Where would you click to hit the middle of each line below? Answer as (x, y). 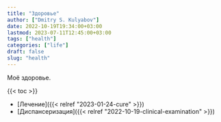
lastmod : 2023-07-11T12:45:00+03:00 (59, 33)
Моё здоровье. (29, 77)
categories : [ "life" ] (38, 45)
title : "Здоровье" (33, 13)
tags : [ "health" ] (32, 39)
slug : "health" (29, 58)
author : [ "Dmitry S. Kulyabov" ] (53, 20)
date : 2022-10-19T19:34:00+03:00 (55, 26)
